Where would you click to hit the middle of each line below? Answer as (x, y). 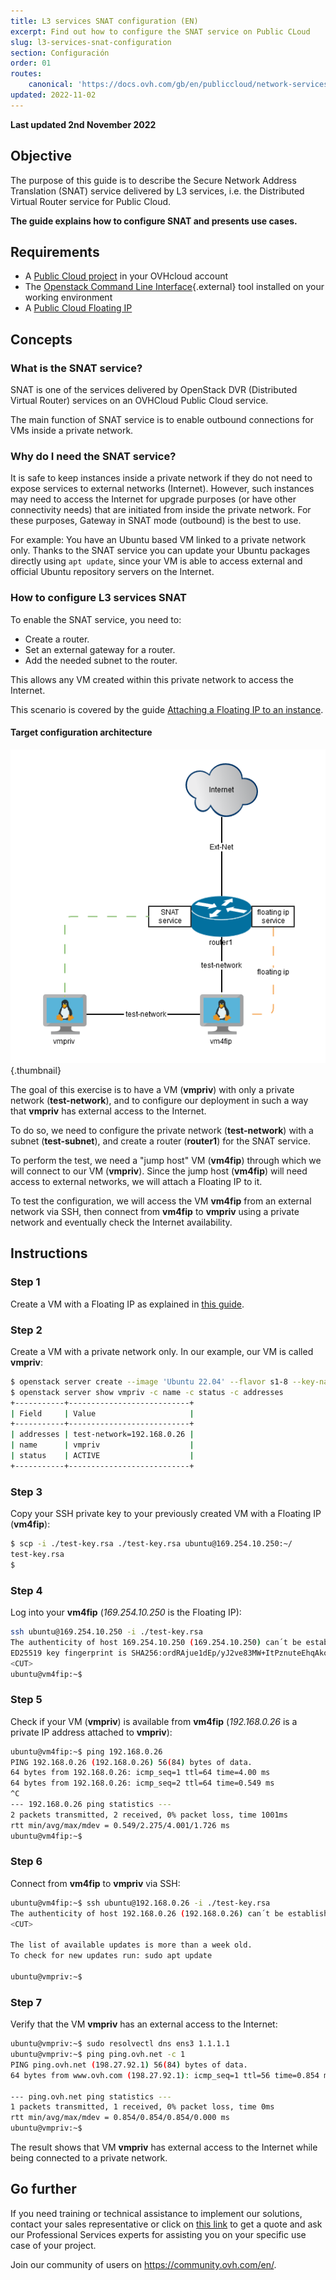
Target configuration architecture (81, 732)
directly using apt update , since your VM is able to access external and (156, 561)
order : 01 (31, 63)
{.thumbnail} (36, 1070)
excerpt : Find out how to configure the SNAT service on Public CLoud (160, 31)
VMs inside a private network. (72, 431)
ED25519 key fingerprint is (69, 1653)
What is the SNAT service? (76, 368)
